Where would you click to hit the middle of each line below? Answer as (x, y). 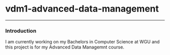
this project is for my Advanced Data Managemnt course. (65, 47)
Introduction (21, 31)
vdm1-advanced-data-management (82, 9)
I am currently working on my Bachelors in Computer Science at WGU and (82, 42)
